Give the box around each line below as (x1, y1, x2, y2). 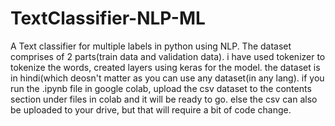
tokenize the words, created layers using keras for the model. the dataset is (10, 61, 321, 73)
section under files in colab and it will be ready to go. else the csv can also (10, 93, 318, 105)
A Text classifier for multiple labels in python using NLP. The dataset (10, 40, 292, 52)
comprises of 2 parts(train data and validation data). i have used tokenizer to (10, 50, 326, 62)
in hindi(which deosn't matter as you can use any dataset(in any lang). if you (10, 72, 325, 84)
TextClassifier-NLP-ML (10, 7, 206, 30)
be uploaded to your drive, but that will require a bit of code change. (10, 103, 292, 116)
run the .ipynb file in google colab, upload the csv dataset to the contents (10, 82, 312, 94)
